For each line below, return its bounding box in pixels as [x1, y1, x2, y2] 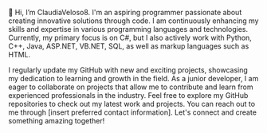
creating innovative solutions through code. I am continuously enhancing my [8, 16, 259, 25]
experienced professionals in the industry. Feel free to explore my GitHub [8, 91, 249, 100]
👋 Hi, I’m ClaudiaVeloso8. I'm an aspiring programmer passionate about [8, 8, 242, 17]
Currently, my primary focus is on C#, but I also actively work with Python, [8, 33, 253, 42]
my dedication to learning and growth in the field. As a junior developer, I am [8, 74, 259, 83]
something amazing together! [8, 116, 105, 125]
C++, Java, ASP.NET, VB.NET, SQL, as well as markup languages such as [8, 41, 249, 51]
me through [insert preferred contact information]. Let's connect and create [8, 108, 257, 117]
